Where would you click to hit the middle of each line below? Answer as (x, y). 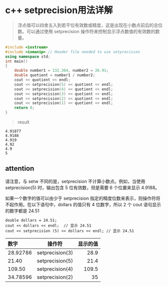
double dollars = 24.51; (31, 220)
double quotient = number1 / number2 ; (55, 75)
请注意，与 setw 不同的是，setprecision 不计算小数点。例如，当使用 (75, 181)
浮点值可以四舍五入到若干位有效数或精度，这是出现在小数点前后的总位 (90, 25)
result (23, 122)
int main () (17, 61)
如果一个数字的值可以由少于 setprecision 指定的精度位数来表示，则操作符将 (83, 198)
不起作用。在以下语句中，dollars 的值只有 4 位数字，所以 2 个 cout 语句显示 (83, 204)
